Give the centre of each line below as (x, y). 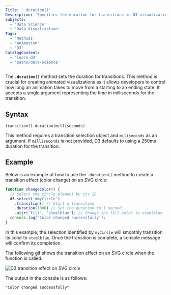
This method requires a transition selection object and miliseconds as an (81, 136)
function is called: (24, 258)
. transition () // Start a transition (54, 204)
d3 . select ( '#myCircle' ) (35, 199)
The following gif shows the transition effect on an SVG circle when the (80, 253)
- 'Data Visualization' (35, 29)
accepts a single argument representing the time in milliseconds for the (80, 93)
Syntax (17, 114)
